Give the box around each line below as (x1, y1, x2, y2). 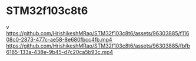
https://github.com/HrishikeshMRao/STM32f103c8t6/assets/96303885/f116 (6, 29, 190, 36)
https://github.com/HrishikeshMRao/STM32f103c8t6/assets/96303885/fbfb (6, 42, 190, 49)
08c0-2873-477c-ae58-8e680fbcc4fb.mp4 (6, 36, 113, 43)
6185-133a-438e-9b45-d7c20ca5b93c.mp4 (6, 48, 114, 55)
